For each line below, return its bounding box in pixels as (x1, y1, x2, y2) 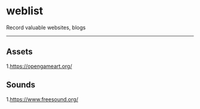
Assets (6, 46, 33, 57)
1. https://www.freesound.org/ (6, 95, 79, 102)
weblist (6, 4, 43, 18)
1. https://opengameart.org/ (6, 63, 73, 70)
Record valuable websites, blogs (6, 24, 86, 31)
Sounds (6, 80, 36, 90)
